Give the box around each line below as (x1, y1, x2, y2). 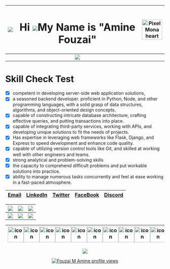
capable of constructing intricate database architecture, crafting (12, 112, 147, 119)
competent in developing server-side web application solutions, (12, 90, 146, 96)
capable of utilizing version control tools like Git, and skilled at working (12, 145, 160, 151)
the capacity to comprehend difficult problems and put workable (12, 162, 147, 169)
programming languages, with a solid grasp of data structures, (12, 101, 143, 108)
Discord (104, 191, 123, 198)
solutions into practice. (12, 168, 61, 174)
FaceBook (74, 191, 100, 198)
